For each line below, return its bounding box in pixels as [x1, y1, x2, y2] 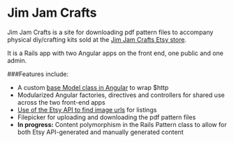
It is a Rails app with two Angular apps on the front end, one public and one [7, 49, 224, 57]
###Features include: [7, 70, 68, 78]
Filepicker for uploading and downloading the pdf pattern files [17, 113, 196, 121]
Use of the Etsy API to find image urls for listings [17, 105, 157, 114]
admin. [7, 56, 27, 64]
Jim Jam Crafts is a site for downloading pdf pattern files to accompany [7, 28, 214, 36]
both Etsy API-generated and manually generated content [17, 128, 184, 136]
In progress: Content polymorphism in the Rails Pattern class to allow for [17, 120, 227, 128]
